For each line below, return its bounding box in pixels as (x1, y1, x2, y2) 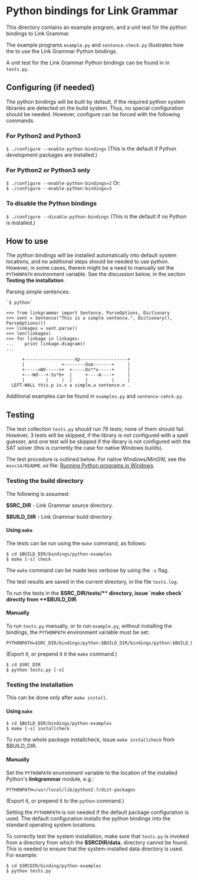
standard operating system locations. (6, 821, 97, 828)
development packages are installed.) (6, 152, 98, 159)
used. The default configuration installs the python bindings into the (6, 814, 171, 822)
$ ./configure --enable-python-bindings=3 (6, 186, 112, 192)
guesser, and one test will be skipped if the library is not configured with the (6, 438, 191, 445)
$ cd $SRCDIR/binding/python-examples (6, 863, 101, 869)
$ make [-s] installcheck (6, 726, 70, 732)
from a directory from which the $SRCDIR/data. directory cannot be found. (6, 839, 189, 846)
